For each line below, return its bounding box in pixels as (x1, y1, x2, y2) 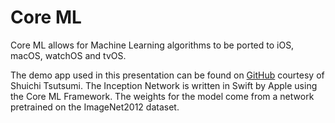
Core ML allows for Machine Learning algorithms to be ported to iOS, (10, 39, 295, 51)
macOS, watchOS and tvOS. (10, 49, 127, 61)
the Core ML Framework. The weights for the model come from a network (10, 90, 315, 102)
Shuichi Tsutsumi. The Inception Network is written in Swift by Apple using (10, 79, 318, 91)
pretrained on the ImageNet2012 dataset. (10, 101, 180, 113)
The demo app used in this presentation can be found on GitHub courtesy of (10, 69, 325, 81)
